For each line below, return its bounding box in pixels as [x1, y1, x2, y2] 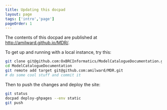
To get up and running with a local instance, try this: [5, 49, 112, 55]
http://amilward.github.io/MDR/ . [5, 40, 70, 46]
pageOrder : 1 [5, 21, 32, 26]
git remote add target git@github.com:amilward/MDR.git [5, 68, 123, 73]
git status [5, 91, 28, 96]
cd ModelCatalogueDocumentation [5, 64, 72, 69]
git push [5, 100, 23, 105]
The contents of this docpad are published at [5, 35, 97, 40]
